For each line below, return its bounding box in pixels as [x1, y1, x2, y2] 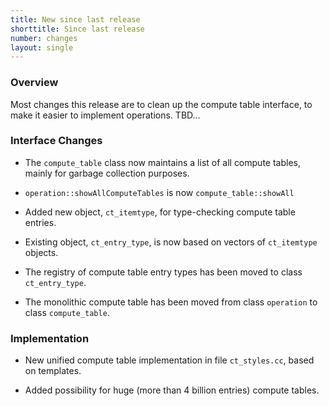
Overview [10, 76, 59, 90]
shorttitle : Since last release [10, 24, 145, 34]
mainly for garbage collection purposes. [24, 167, 190, 179]
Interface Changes [10, 134, 103, 148]
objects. [24, 246, 59, 258]
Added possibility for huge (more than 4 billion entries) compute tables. [24, 384, 320, 396]
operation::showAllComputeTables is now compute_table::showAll [24, 186, 295, 198]
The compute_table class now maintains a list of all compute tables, [24, 156, 301, 168]
